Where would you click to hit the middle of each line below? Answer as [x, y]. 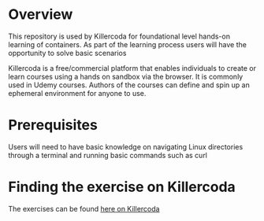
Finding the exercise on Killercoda [122, 187]
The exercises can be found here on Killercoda [84, 208]
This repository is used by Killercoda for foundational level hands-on [119, 36]
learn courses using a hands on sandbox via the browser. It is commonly [126, 76]
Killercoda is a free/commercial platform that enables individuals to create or [132, 68]
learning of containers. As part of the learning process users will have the [127, 44]
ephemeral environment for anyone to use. [77, 93]
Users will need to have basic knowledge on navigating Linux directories [126, 146]
